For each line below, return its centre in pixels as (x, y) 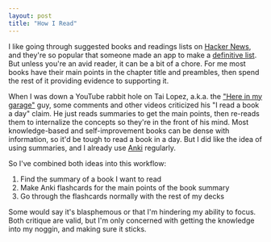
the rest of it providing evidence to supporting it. (89, 81)
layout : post (30, 16)
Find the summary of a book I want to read (91, 179)
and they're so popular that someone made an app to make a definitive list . (133, 55)
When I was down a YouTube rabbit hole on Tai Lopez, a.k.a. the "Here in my (135, 96)
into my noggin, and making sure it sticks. (77, 229)
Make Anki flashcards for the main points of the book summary (125, 187)
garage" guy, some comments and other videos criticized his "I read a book (134, 105)
